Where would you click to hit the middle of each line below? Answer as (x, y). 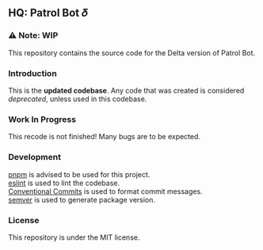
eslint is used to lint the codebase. (64, 183)
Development (35, 157)
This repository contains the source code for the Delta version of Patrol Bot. (132, 53)
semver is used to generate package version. (82, 199)
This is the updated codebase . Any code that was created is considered (126, 90)
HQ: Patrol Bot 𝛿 (48, 13)
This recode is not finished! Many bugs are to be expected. (104, 137)
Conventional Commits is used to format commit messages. (106, 191)
